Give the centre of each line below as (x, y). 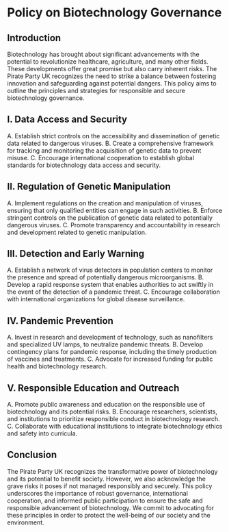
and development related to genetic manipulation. (77, 232)
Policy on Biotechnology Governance (114, 13)
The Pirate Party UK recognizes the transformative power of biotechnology (112, 471)
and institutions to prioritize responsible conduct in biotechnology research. (113, 419)
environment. (26, 522)
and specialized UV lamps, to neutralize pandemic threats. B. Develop (105, 344)
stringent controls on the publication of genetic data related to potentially (110, 218)
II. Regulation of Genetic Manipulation (89, 187)
